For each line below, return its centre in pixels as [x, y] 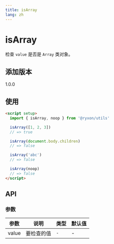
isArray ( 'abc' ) [26, 155]
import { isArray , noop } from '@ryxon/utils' [60, 118]
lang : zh [14, 15]
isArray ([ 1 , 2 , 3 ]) [30, 127]
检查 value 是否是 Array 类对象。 [39, 54]
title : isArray [21, 10]
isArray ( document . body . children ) [45, 141]
